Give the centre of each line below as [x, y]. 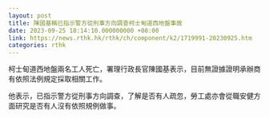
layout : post [30, 16]
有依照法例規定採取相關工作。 [57, 79]
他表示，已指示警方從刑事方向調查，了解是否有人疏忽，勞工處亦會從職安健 [131, 96]
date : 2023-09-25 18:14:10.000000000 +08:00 [84, 30]
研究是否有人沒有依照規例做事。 [68, 106]
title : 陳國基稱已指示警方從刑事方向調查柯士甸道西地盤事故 [95, 23]
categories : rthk [37, 45]
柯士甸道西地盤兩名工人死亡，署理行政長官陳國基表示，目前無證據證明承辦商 [134, 69]
